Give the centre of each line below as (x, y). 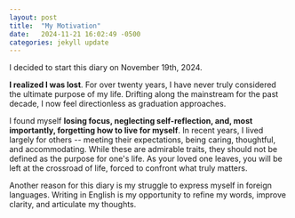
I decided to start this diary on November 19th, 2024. (106, 68)
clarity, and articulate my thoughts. (73, 205)
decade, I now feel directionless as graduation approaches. (118, 104)
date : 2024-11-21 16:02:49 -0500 (75, 34)
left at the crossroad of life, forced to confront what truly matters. (128, 168)
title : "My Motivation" (55, 26)
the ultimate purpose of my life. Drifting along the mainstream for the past (144, 94)
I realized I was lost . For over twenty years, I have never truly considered (143, 85)
